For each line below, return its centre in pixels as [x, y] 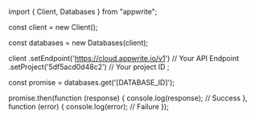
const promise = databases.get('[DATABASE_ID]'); [92, 82]
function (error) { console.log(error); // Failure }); [88, 107]
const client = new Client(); [53, 27]
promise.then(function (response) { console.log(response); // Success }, [128, 98]
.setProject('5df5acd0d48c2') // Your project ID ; [89, 67]
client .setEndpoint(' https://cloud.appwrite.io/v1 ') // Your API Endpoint [124, 58]
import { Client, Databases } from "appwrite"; [83, 12]
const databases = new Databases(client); [78, 43]
